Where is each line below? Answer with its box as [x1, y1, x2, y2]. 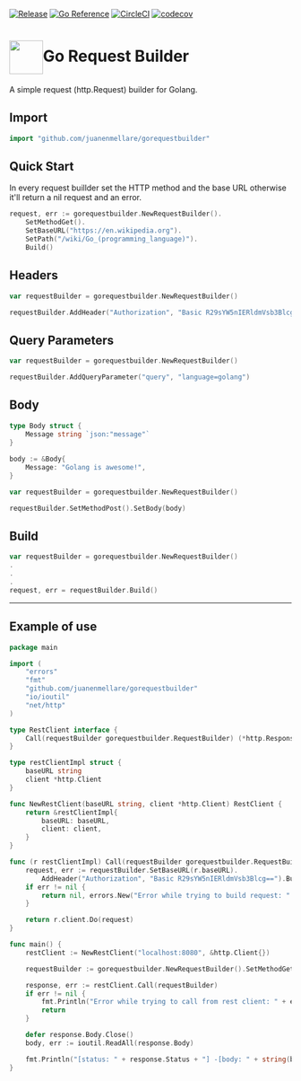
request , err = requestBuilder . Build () [9, 585, 159, 594]
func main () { [9, 940, 63, 949]
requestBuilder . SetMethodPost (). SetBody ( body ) [9, 504, 186, 513]
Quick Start [9, 159, 74, 174]
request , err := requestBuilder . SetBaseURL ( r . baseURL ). [25, 866, 239, 874]
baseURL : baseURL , [41, 816, 110, 825]
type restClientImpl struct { [9, 759, 123, 768]
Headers [9, 268, 58, 283]
